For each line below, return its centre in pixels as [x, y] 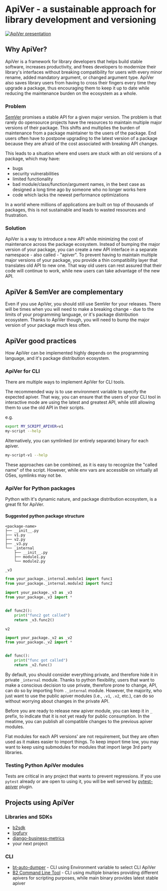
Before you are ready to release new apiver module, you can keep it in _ [79, 711]
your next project [30, 844]
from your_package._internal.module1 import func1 [59, 579]
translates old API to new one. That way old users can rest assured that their [83, 265]
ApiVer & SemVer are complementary [64, 292]
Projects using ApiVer [40, 802]
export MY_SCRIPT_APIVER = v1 [34, 427]
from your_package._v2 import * [39, 642]
